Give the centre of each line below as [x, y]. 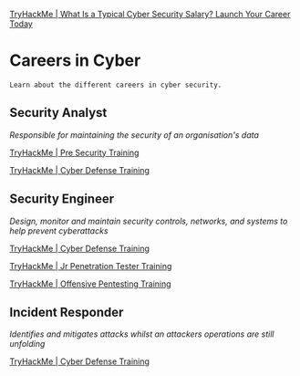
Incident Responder [67, 312]
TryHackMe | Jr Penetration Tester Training [91, 266]
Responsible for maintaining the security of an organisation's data [134, 135]
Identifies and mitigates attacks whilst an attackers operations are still [142, 334]
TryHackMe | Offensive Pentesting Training [90, 284]
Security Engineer [62, 199]
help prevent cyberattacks [59, 230]
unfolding [27, 344]
